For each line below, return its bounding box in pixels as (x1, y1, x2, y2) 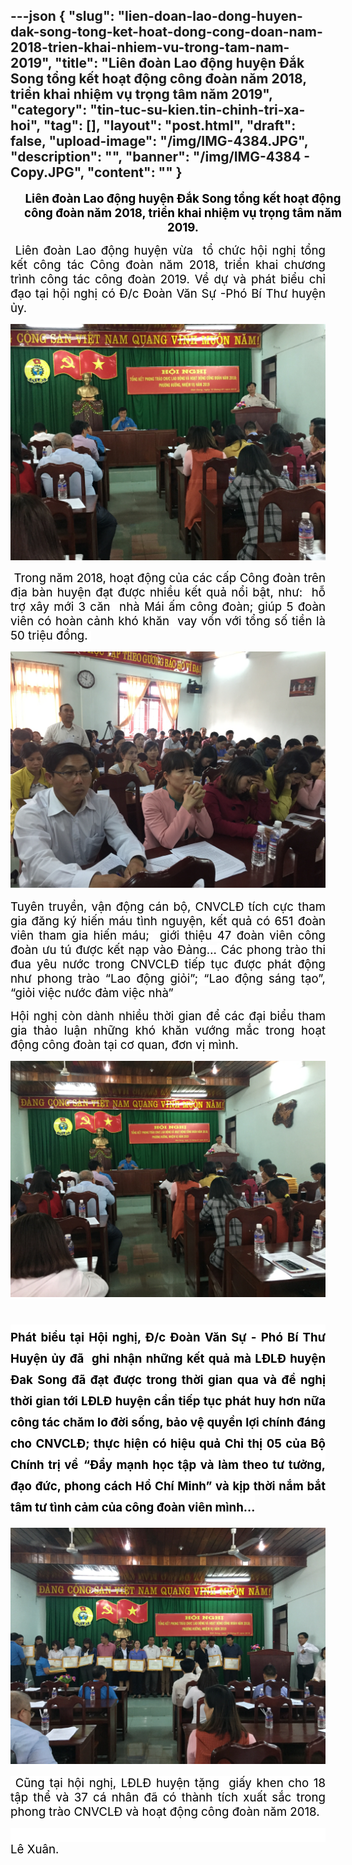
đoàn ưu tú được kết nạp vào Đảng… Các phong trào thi (10, 942, 326, 958)
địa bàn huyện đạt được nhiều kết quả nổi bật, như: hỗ (10, 584, 326, 600)
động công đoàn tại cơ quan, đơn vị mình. (10, 1037, 239, 1053)
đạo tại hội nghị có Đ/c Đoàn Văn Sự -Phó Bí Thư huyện (10, 285, 326, 301)
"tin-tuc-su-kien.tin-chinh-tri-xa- (89, 102, 306, 119)
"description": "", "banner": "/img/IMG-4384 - (10, 149, 311, 166)
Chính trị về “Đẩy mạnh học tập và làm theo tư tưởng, (10, 1457, 326, 1473)
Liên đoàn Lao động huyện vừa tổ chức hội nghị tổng (14, 242, 326, 258)
